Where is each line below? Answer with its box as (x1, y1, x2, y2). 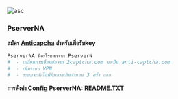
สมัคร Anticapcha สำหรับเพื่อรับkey (7, 39, 96, 47)
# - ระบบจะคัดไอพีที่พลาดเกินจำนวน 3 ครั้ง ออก (7, 72, 112, 79)
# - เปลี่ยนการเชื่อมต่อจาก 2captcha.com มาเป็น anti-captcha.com (7, 59, 171, 66)
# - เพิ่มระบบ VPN (7, 66, 53, 72)
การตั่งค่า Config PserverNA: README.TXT (7, 84, 125, 92)
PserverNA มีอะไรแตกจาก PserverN (7, 53, 93, 59)
